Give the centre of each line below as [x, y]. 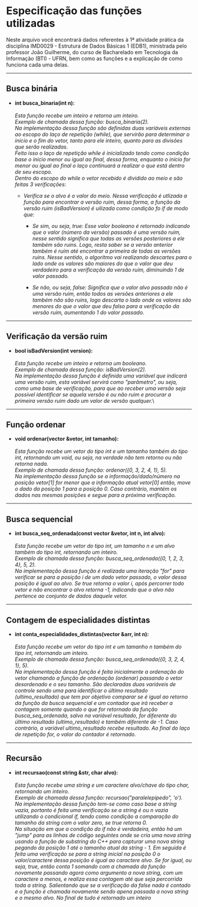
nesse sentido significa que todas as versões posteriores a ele [108, 238]
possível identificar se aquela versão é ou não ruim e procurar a [93, 394]
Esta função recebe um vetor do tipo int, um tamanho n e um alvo [95, 546]
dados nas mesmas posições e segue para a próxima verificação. [95, 495]
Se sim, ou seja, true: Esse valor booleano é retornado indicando [111, 226]
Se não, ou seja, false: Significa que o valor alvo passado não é [110, 287]
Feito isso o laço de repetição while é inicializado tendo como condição [102, 153]
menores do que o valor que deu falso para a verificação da [106, 306]
